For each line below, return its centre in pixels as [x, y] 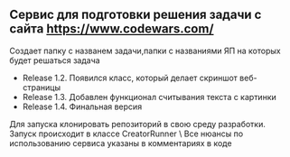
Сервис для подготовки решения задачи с [136, 15]
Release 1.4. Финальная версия [82, 106]
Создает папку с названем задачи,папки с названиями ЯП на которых [145, 51]
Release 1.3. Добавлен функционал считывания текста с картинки [150, 97]
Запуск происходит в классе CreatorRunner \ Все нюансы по [126, 134]
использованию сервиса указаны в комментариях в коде [121, 143]
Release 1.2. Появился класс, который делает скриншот [130, 78]
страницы [42, 87]
